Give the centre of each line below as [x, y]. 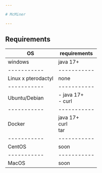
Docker [16, 124]
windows [18, 62]
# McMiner [16, 14]
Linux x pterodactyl [31, 78]
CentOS [17, 147]
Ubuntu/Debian [26, 98]
